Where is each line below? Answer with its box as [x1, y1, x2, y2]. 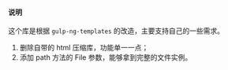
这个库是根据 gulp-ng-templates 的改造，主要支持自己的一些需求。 [8, 26, 225, 35]
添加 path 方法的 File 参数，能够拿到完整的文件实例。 [19, 53, 192, 62]
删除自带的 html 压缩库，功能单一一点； [19, 43, 149, 53]
